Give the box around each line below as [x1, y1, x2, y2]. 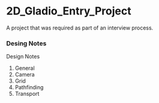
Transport [14, 90, 40, 98]
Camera [14, 71, 35, 78]
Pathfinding [14, 84, 44, 91]
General [14, 64, 35, 72]
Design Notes [6, 53, 40, 60]
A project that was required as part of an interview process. [6, 24, 154, 31]
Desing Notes [6, 39, 47, 48]
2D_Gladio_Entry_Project [6, 4, 131, 18]
